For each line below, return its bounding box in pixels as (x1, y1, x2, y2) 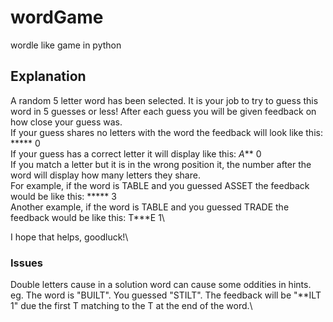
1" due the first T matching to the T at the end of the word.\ (10, 300, 253, 312)
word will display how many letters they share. (10, 169, 201, 181)
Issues (10, 256, 44, 270)
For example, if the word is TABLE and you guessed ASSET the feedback (10, 179, 310, 191)
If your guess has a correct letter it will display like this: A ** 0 (10, 147, 262, 160)
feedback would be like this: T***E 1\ (10, 211, 165, 223)
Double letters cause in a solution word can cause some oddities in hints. (10, 279, 312, 291)
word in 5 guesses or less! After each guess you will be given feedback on (10, 105, 317, 117)
